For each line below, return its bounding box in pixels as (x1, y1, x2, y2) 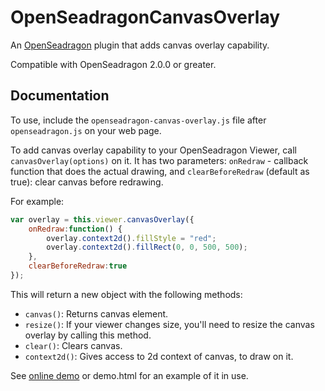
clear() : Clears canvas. (24, 339, 123, 351)
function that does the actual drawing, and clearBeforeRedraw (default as (10, 165, 310, 177)
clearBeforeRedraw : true (28, 261, 128, 271)
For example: (10, 195, 65, 207)
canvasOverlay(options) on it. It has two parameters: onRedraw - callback (10, 154, 309, 166)
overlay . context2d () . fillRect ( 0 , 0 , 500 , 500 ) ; (46, 242, 248, 253)
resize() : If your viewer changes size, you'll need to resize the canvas (24, 318, 315, 330)
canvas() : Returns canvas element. (24, 307, 169, 320)
